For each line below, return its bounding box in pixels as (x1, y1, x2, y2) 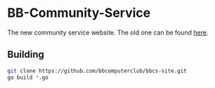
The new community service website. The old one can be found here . (7, 28, 209, 37)
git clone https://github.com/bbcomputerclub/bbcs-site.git (7, 67, 188, 75)
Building (7, 49, 44, 61)
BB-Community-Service (7, 5, 151, 21)
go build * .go (7, 74, 49, 81)
